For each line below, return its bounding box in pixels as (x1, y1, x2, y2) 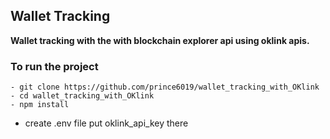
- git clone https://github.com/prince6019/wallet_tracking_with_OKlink (10, 82, 320, 93)
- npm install (10, 100, 70, 110)
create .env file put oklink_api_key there (24, 117, 189, 129)
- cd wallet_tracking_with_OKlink (10, 91, 155, 101)
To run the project (10, 59, 99, 73)
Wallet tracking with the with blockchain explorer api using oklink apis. (10, 34, 310, 46)
